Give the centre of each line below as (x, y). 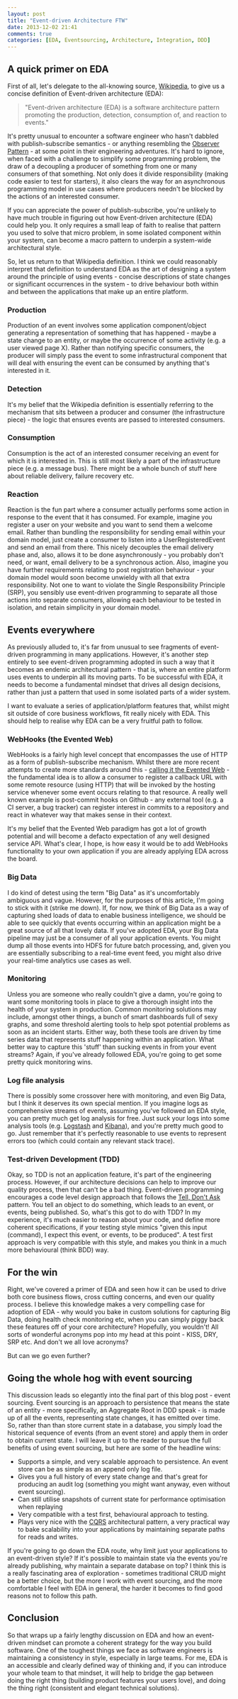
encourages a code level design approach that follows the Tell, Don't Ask (114, 1197)
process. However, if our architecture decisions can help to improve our (112, 1182)
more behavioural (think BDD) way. (58, 1250)
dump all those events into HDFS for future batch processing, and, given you (119, 945)
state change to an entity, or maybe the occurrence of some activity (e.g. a (117, 340)
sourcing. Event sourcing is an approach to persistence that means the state (119, 1403)
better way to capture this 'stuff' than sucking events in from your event (112, 1047)
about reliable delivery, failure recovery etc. (71, 476)
